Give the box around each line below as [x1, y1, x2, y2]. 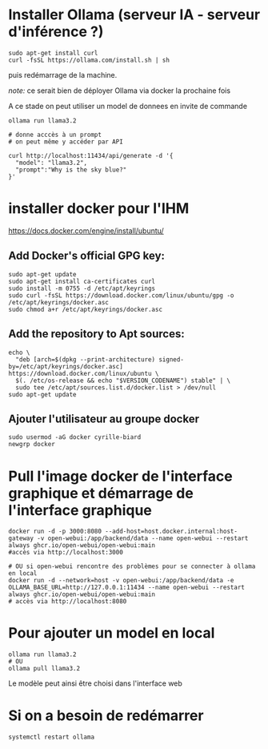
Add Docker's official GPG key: [8, 249, 166, 263]
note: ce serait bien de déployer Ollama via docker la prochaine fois [8, 86, 230, 95]
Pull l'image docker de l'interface [8, 467, 234, 485]
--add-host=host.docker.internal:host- [105, 527, 238, 536]
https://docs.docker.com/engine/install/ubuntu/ [8, 226, 164, 236]
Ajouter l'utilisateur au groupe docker [8, 412, 200, 425]
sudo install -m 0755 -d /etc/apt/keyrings [8, 284, 156, 292]
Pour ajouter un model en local [8, 624, 215, 642]
